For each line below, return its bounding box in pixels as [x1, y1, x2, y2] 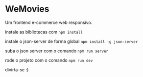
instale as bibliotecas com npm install [5, 29, 83, 35]
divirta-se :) [5, 67, 29, 73]
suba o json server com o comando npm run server [5, 48, 109, 54]
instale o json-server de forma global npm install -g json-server [5, 38, 138, 44]
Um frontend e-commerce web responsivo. [5, 19, 93, 25]
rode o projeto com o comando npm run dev [5, 57, 93, 63]
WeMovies [5, 3, 49, 15]
